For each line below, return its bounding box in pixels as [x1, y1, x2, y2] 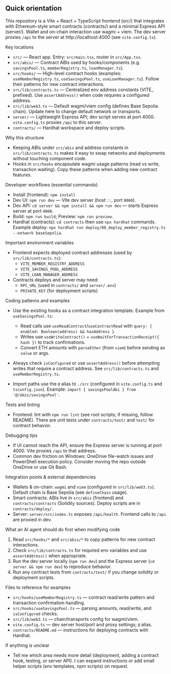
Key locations [5, 44, 34, 50]
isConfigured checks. [12, 610, 59, 617]
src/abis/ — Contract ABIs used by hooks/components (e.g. [12, 59, 140, 66]
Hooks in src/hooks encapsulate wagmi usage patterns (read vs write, [12, 161, 160, 167]
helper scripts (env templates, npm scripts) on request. [12, 663, 129, 669]
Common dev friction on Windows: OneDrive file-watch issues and [12, 453, 153, 459]
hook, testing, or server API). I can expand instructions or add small [12, 658, 155, 664]
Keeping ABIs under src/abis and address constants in [12, 144, 129, 151]
